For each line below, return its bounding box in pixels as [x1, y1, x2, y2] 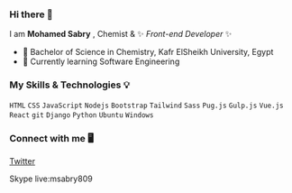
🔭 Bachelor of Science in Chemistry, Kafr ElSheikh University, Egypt [22, 47, 274, 58]
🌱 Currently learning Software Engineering [22, 56, 180, 67]
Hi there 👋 [9, 8, 54, 21]
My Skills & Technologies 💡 [9, 78, 131, 91]
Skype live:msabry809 [9, 173, 93, 184]
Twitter [9, 155, 36, 166]
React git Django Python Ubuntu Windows [9, 110, 154, 120]
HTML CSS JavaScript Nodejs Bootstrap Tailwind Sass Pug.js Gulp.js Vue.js [9, 101, 284, 110]
